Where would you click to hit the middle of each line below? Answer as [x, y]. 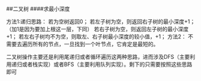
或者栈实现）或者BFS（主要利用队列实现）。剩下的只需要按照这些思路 [107, 64]
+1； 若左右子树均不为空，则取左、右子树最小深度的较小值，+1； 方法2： [97, 37]
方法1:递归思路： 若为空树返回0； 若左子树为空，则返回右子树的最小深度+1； [101, 22]
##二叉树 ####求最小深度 [38, 9]
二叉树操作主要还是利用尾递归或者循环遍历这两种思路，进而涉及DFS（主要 [98, 57]
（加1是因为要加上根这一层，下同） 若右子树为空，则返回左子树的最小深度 [97, 29]
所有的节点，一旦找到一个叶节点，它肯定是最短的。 [95, 44]
